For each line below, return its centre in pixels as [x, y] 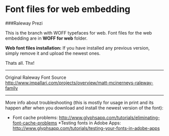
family [12, 88]
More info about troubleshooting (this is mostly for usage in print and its [79, 102]
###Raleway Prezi [24, 23]
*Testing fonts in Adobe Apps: [90, 123]
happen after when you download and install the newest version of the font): [84, 108]
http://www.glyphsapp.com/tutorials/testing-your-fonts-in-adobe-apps [86, 128]
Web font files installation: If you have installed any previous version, [77, 48]
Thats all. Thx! [20, 63]
